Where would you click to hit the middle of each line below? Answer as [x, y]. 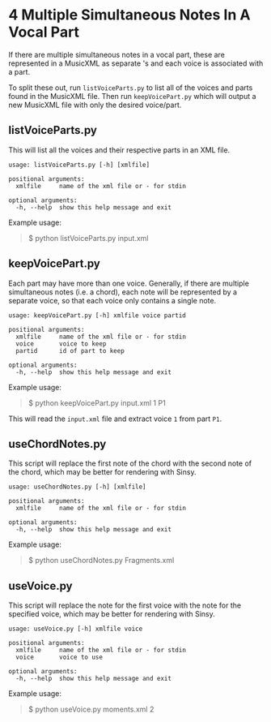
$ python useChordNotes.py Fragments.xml [101, 561]
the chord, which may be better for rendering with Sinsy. [102, 472]
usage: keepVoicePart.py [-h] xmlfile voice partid [97, 315]
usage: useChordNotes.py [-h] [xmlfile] [78, 487]
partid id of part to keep [70, 350]
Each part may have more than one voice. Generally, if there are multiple [129, 283]
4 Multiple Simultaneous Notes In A [129, 15]
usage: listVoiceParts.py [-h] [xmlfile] [79, 165]
